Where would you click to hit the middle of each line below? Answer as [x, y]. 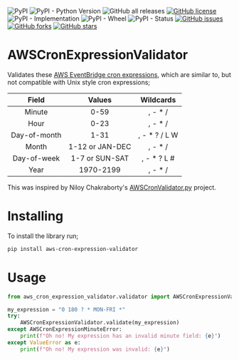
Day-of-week [36, 158]
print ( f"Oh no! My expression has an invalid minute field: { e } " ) [121, 336]
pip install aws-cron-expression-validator [73, 249]
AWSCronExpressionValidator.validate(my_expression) [100, 323]
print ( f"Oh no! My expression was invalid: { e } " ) [95, 349]
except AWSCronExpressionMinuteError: [65, 329]
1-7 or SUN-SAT [100, 158]
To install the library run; [43, 236]
